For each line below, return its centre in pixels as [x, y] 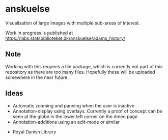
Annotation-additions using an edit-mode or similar [66, 122]
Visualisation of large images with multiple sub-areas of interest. [73, 23]
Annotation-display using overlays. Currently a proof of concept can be [88, 111]
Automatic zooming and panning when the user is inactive [74, 105]
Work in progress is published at [39, 33]
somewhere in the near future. [37, 77]
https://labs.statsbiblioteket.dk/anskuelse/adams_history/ [65, 38]
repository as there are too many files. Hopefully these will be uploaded [80, 72]
